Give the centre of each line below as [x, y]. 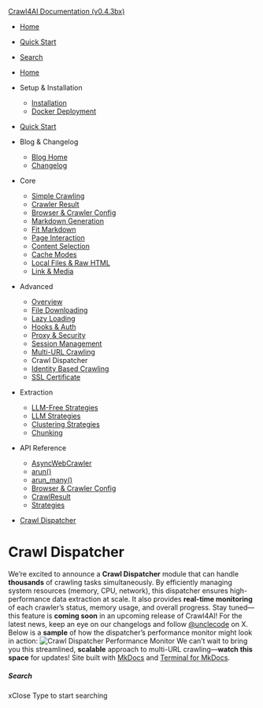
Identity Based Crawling [70, 369]
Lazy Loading [54, 319]
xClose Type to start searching [58, 695]
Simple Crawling [58, 196]
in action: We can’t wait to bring [128, 640]
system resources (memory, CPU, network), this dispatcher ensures [118, 591]
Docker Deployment [64, 111]
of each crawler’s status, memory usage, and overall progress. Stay [118, 607]
